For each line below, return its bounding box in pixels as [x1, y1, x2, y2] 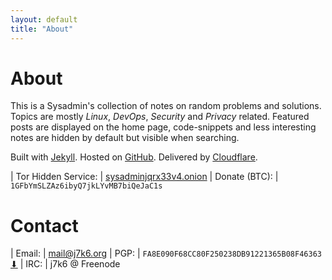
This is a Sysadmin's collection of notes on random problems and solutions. [10, 100, 322, 112]
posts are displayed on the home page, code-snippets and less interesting [10, 121, 317, 133]
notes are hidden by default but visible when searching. [10, 132, 240, 144]
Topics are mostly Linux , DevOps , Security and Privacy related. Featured [10, 111, 310, 123]
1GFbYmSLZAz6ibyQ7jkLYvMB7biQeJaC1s [10, 181, 163, 191]
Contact [10, 214, 79, 237]
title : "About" [10, 24, 74, 34]
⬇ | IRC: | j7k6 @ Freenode [10, 258, 121, 270]
